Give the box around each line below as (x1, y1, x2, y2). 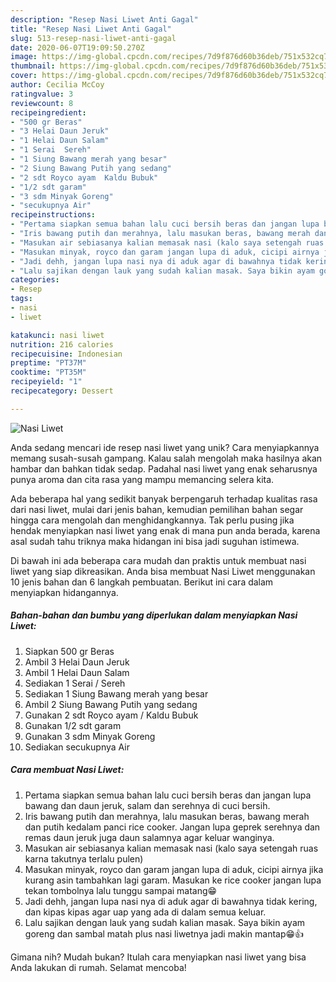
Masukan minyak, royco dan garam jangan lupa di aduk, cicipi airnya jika (24, 863, 324, 875)
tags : (10, 294, 33, 304)
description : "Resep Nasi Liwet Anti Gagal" (10, 14, 199, 25)
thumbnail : (10, 61, 56, 71)
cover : (10, 71, 38, 81)
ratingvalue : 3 (10, 89, 74, 99)
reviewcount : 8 (10, 98, 74, 108)
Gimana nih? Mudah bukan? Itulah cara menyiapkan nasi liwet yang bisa (10, 951, 307, 963)
